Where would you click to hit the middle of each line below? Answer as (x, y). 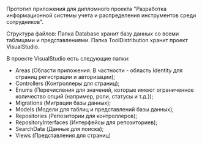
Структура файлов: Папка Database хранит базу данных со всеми (93, 34)
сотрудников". (25, 22)
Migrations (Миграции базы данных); (63, 103)
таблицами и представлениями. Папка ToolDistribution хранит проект (97, 40)
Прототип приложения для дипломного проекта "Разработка (87, 9)
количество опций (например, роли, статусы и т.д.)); (84, 96)
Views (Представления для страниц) (63, 135)
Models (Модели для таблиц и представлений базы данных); (95, 109)
